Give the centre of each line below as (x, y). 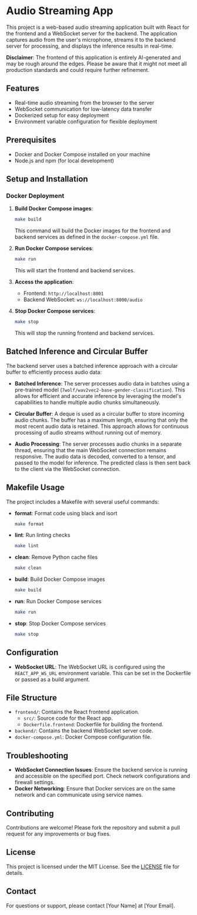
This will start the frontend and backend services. (75, 270)
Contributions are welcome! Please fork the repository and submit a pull (93, 827)
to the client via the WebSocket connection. (67, 469)
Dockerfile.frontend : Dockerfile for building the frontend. (93, 725)
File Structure (31, 698)
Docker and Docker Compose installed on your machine (82, 154)
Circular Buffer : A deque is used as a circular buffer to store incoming (99, 413)
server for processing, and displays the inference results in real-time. (90, 46)
